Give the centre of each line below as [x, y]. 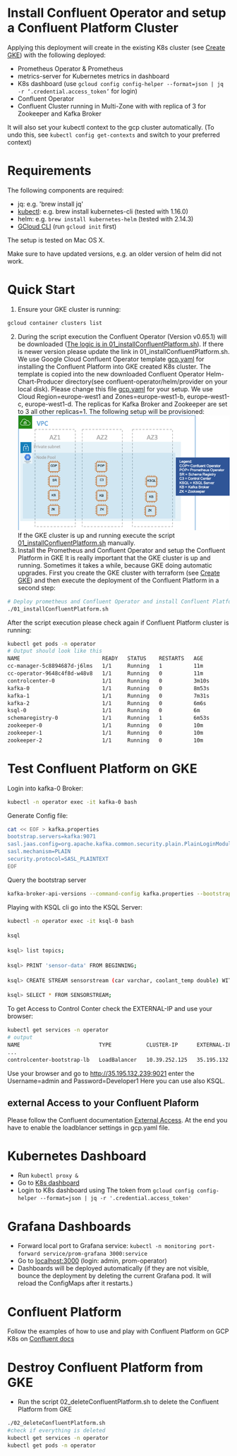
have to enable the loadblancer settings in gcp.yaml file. [89, 1127]
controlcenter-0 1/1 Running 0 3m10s [109, 681]
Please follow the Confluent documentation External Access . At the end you [117, 1120]
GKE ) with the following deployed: [56, 55]
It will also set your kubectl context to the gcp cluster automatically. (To [111, 127]
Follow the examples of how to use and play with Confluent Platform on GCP [118, 1331]
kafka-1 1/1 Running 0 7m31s [109, 696]
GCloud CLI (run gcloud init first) [67, 226]
